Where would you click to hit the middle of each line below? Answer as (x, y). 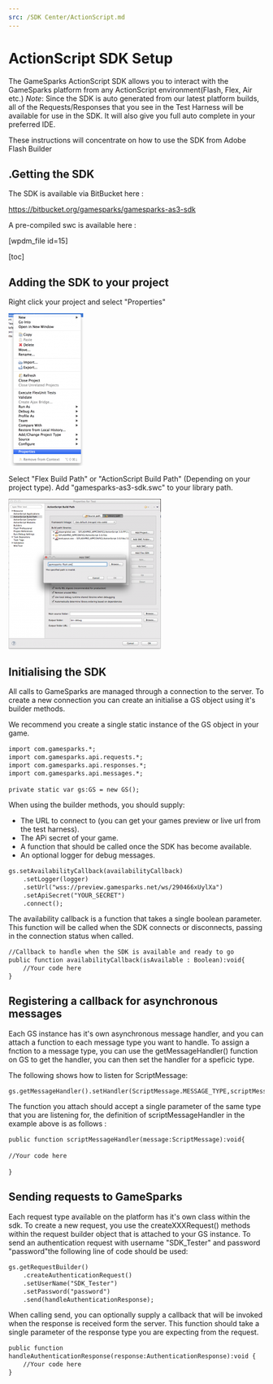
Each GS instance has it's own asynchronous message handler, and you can (136, 1033)
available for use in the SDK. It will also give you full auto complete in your (132, 116)
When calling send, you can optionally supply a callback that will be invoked (136, 1315)
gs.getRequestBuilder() (49, 1267)
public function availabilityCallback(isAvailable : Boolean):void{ (127, 960)
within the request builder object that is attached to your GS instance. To (130, 1233)
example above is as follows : (58, 1124)
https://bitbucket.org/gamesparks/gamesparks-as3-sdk (102, 210)
